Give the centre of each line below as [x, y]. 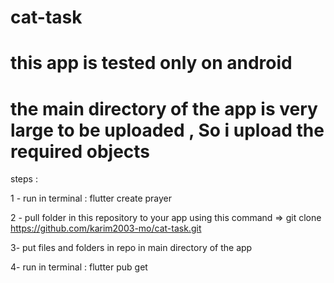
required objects [80, 151]
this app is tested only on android [151, 63]
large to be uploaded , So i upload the [167, 130]
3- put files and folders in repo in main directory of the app [131, 248]
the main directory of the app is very [164, 108]
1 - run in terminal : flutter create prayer [91, 198]
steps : [24, 179]
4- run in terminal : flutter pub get [79, 267]
